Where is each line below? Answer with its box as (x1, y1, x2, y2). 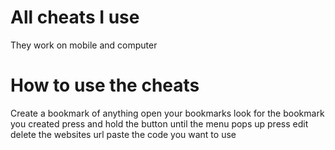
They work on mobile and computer (10, 39, 158, 51)
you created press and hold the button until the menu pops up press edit (10, 117, 309, 130)
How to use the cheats (10, 74, 200, 97)
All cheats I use (10, 6, 140, 29)
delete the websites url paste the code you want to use (10, 128, 237, 140)
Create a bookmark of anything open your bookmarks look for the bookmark (10, 107, 325, 119)
